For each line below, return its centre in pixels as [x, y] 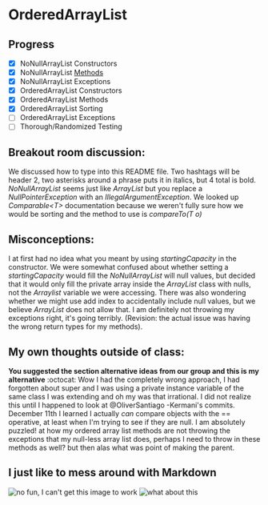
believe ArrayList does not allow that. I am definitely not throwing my [121, 310]
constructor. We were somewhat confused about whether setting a [118, 267]
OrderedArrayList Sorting [61, 109]
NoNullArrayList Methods [62, 73]
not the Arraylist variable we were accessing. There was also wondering [127, 293]
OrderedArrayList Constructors [71, 90]
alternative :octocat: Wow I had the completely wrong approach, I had [124, 379]
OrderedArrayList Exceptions [68, 118]
